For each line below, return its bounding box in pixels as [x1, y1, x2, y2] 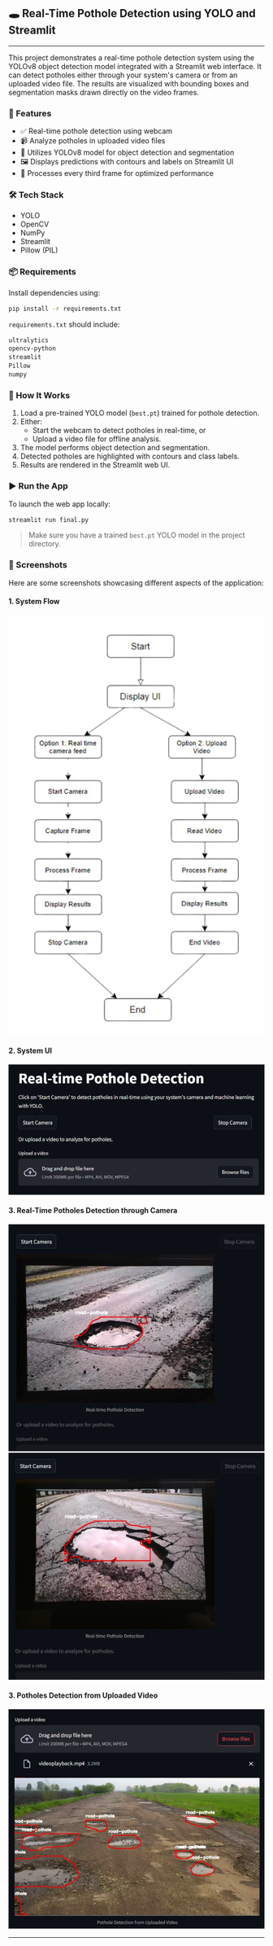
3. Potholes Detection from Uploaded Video [8, 1690, 158, 1700]
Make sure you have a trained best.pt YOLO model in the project [28, 530, 245, 540]
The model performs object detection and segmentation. [19, 443, 210, 453]
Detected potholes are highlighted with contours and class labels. [19, 451, 240, 462]
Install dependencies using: [8, 287, 101, 297]
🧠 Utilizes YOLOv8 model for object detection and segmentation [19, 147, 235, 157]
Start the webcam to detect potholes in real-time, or [32, 426, 206, 436]
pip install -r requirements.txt [8, 305, 122, 313]
